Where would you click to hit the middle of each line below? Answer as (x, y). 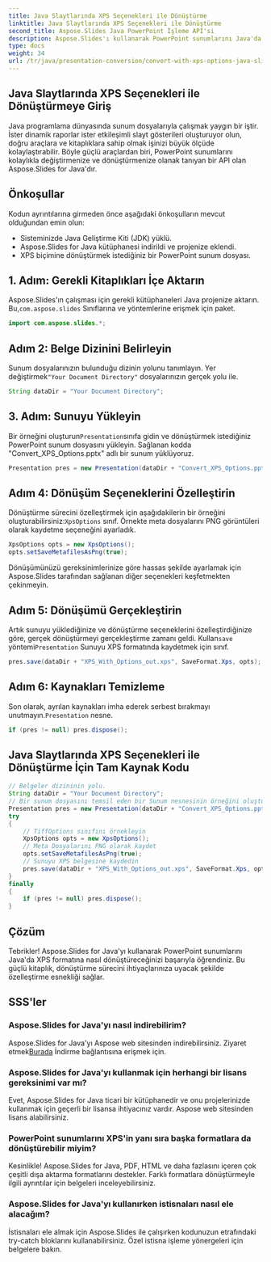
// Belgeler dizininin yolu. (57, 786)
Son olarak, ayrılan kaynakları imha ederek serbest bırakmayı (109, 706)
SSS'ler (27, 1002)
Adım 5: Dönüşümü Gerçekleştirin (95, 610)
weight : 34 (27, 53)
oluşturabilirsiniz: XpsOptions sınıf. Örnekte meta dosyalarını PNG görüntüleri (134, 521)
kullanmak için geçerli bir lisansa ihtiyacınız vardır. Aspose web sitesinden (131, 1108)
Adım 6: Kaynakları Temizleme (87, 687)
